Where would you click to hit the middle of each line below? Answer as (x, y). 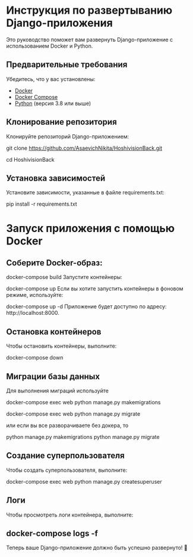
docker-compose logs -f (52, 533)
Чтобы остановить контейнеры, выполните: (61, 346)
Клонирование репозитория (61, 122)
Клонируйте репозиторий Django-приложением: (68, 136)
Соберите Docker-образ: (54, 263)
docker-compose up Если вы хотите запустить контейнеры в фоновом (95, 289)
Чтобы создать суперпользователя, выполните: (67, 470)
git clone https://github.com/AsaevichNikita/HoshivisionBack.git (84, 148)
